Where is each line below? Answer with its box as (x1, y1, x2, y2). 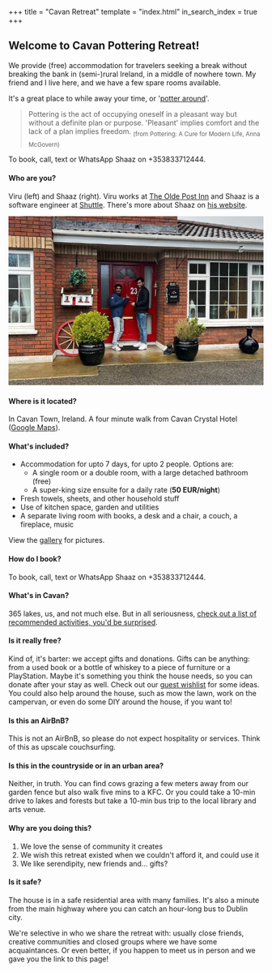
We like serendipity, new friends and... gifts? (19, 858, 168, 868)
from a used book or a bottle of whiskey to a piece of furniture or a (8, 663, 231, 672)
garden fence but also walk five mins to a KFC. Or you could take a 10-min (8, 787, 256, 798)
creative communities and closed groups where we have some (8, 936, 218, 946)
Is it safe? (8, 877, 42, 887)
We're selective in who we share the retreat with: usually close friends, (8, 928, 244, 938)
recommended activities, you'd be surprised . (8, 617, 158, 627)
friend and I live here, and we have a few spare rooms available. (8, 77, 221, 88)
